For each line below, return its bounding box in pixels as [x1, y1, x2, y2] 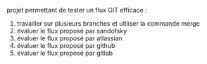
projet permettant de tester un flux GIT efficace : [6, 6, 147, 14]
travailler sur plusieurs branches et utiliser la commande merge [16, 19, 200, 27]
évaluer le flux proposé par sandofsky [16, 27, 127, 35]
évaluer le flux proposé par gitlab [16, 49, 113, 57]
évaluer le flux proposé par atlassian [16, 34, 123, 42]
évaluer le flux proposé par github [16, 42, 115, 49]
